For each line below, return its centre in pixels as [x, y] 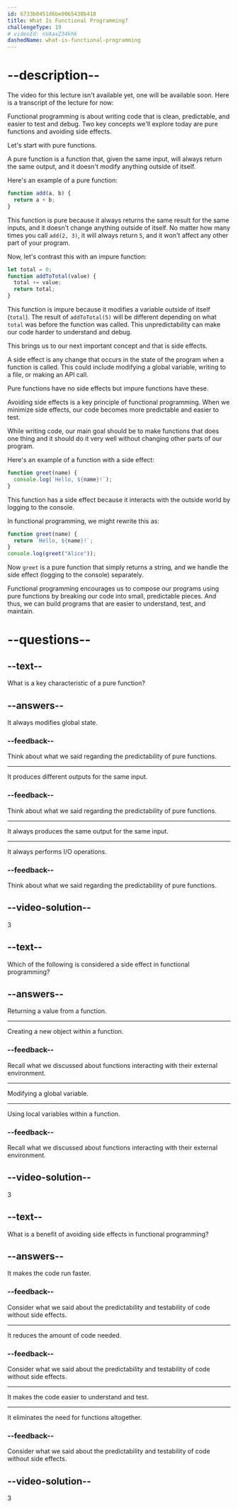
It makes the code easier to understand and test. [78, 1397]
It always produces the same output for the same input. [88, 831]
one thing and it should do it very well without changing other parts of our [115, 439]
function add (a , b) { [39, 193]
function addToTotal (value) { [52, 276]
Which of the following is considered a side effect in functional [98, 964]
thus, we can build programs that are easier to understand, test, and [107, 603]
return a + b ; [34, 200]
